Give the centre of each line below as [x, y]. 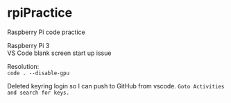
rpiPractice [40, 13]
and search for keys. [38, 93]
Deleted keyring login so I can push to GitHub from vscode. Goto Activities [116, 86]
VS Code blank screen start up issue [59, 53]
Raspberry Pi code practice [46, 32]
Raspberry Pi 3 [28, 45]
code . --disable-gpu [38, 73]
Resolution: [23, 66]
